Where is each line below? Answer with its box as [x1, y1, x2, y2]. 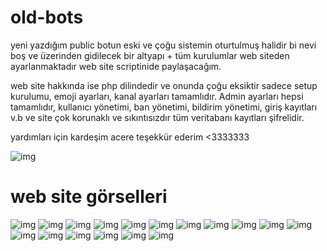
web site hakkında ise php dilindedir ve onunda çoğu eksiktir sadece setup [10, 79, 318, 91]
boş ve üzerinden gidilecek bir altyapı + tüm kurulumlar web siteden [10, 49, 290, 61]
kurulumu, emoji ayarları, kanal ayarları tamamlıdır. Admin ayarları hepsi [10, 90, 304, 102]
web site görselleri [10, 186, 168, 208]
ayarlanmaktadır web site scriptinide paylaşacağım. [10, 60, 222, 72]
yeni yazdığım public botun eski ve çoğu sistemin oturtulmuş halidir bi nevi [10, 39, 317, 51]
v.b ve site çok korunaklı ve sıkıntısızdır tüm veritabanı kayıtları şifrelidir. [10, 111, 305, 123]
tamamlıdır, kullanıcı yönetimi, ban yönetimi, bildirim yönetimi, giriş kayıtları [10, 101, 318, 113]
